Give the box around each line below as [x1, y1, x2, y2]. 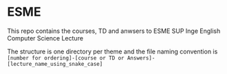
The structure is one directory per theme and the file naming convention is [7, 47, 218, 56]
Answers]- [127, 54, 155, 62]
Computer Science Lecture [7, 34, 84, 42]
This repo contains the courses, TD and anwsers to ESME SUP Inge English [7, 27, 221, 35]
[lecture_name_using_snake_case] [7, 60, 103, 67]
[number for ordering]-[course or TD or [7, 54, 125, 62]
